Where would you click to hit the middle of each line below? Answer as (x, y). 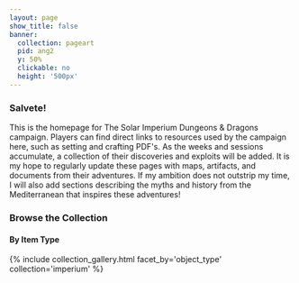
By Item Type (35, 239)
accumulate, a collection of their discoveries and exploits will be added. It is (149, 156)
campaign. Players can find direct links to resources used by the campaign (148, 137)
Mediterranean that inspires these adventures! (95, 195)
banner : (24, 34)
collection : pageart (56, 43)
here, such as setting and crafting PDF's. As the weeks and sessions (136, 147)
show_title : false (44, 26)
